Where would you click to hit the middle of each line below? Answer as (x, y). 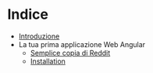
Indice (28, 15)
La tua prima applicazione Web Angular (82, 44)
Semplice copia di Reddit (70, 53)
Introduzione (39, 36)
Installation (48, 61)
